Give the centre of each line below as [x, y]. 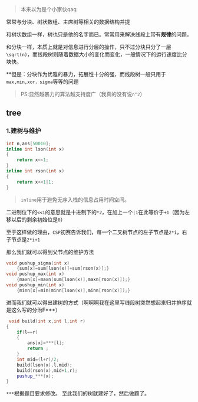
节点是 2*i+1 [25, 239]
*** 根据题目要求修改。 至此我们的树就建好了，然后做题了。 [78, 393]
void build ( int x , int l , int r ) [47, 321]
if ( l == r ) [27, 332]
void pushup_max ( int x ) [35, 274]
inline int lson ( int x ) [35, 149]
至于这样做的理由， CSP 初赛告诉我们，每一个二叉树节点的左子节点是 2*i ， [94, 232]
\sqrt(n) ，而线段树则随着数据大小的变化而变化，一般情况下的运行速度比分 [97, 54]
